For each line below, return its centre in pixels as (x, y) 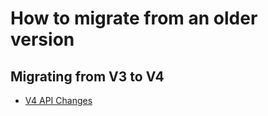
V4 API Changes (58, 100)
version (42, 39)
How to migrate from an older (134, 18)
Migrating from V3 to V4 (87, 76)
